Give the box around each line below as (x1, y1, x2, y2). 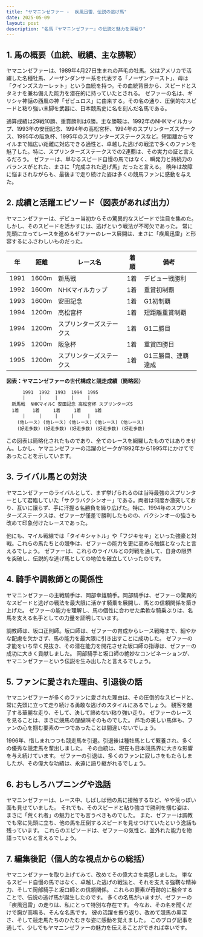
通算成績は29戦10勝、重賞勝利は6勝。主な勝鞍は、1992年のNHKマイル (6, 118, 182, 125)
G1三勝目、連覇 (144, 351, 189, 360)
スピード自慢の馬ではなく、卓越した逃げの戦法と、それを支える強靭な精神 (11, 878, 197, 886)
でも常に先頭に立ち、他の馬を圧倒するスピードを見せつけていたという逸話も (6, 819, 197, 827)
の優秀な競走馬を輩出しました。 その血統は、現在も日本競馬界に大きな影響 (6, 744, 193, 752)
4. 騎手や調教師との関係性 (6, 574, 103, 584)
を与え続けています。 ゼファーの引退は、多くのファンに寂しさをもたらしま (6, 752, 193, 760)
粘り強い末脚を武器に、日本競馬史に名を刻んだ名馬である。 (22, 105, 170, 112)
